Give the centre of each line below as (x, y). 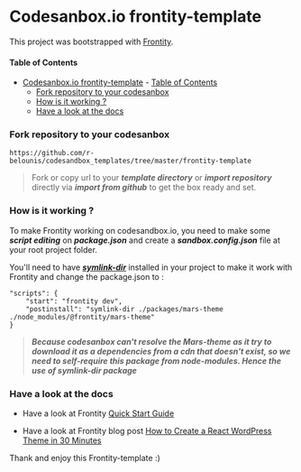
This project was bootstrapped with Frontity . (91, 42)
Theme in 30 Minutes (62, 440)
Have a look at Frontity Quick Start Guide (98, 413)
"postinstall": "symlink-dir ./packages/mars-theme (124, 309)
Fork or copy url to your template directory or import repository (151, 178)
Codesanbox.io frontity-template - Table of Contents (120, 82)
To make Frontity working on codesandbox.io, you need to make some (140, 230)
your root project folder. (53, 249)
